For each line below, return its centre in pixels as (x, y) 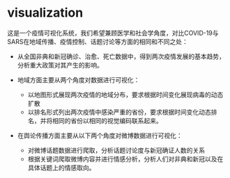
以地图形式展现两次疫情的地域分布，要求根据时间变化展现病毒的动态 (125, 95)
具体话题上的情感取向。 (61, 168)
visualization (45, 13)
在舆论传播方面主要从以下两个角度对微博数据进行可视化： (100, 135)
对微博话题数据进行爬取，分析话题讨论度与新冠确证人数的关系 (116, 150)
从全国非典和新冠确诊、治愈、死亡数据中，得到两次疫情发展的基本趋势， (121, 56)
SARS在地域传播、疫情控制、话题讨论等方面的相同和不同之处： (98, 41)
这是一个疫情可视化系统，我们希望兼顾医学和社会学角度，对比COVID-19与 (113, 33)
